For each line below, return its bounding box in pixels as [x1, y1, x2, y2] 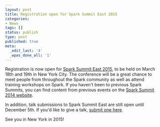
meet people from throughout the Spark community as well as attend [5, 76, 145, 82]
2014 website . [5, 92, 33, 98]
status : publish [5, 30, 38, 35]
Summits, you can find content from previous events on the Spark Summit [5, 87, 155, 93]
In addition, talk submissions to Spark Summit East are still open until [5, 102, 144, 108]
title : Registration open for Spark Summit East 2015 [5, 12, 118, 17]
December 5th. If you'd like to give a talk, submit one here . [5, 107, 124, 113]
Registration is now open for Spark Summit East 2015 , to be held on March [5, 66, 156, 72]
